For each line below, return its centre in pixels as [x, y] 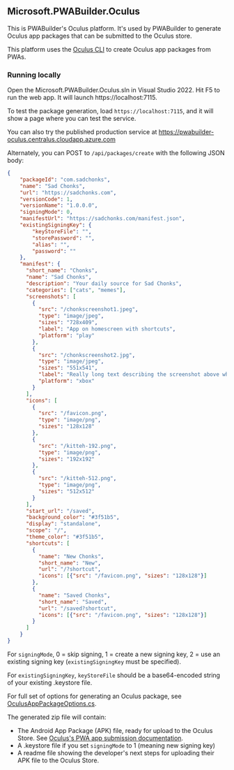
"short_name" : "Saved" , [73, 602]
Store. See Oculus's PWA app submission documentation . [100, 738]
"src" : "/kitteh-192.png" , [77, 446]
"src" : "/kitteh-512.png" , [77, 479]
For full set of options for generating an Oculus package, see [95, 696]
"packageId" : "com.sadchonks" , [65, 180]
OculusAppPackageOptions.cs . [52, 703]
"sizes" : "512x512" [67, 491]
